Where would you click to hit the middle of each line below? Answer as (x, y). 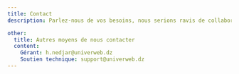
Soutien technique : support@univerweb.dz (82, 60)
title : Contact (30, 14)
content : (27, 47)
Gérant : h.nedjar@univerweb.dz (67, 53)
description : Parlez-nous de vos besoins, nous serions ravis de (106, 20)
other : (17, 33)
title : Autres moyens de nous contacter (74, 39)
